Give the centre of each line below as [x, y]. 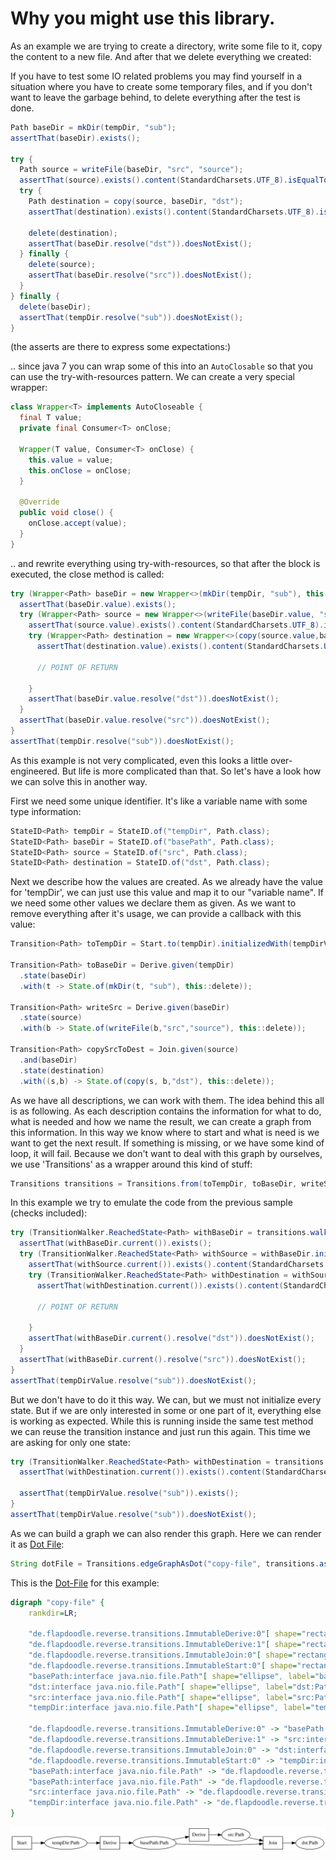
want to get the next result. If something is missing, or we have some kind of [167, 1143]
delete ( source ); [62, 265]
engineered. [35, 771]
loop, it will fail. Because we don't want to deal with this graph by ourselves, [166, 1153]
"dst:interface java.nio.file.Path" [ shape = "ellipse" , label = [160, 1687]
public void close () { [66, 513]
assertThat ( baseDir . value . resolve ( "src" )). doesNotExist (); [145, 720]
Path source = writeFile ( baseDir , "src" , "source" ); [131, 170]
